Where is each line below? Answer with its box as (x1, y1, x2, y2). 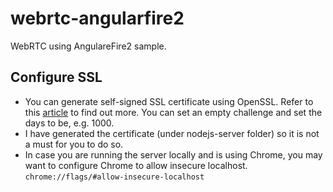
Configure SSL (10, 69, 103, 86)
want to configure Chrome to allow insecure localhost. (24, 159, 248, 171)
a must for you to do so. (24, 138, 124, 150)
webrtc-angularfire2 (10, 7, 185, 30)
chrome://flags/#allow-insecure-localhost (24, 172, 205, 182)
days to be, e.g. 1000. (24, 117, 115, 129)
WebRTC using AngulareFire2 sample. (10, 40, 167, 52)
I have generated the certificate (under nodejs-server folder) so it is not (24, 127, 320, 139)
